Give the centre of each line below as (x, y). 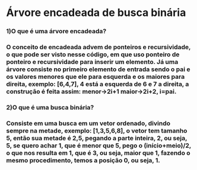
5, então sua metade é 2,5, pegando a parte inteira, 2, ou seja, (97, 138)
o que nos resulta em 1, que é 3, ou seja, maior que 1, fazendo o (99, 153)
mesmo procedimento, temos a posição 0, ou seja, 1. (83, 160)
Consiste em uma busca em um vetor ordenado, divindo (88, 123)
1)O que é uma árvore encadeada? (56, 31)
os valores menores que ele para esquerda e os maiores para (96, 77)
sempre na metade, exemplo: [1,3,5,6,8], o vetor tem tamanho (97, 130)
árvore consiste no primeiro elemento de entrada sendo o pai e (98, 69)
